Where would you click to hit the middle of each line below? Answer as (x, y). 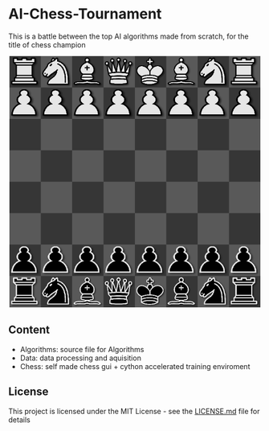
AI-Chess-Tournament (85, 14)
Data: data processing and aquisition (81, 358)
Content (29, 330)
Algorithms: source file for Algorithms (82, 349)
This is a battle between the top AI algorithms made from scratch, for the (128, 36)
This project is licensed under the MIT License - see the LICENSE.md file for (134, 411)
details (19, 420)
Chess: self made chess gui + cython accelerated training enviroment (135, 366)
